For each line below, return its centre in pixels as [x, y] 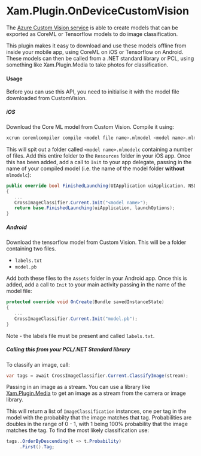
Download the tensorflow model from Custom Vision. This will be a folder [96, 242]
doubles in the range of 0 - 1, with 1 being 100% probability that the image [97, 424]
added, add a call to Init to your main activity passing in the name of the [96, 285]
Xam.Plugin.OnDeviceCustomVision [98, 11]
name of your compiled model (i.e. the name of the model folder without [95, 168]
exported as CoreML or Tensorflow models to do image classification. [92, 34]
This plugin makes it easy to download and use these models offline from [96, 46]
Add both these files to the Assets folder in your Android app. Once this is [97, 278]
